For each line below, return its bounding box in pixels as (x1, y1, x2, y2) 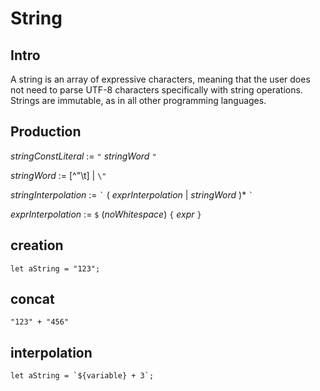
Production (10, 123, 82, 141)
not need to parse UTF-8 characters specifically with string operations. (10, 84, 303, 96)
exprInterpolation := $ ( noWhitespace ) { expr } (10, 208, 202, 220)
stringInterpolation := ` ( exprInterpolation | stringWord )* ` (10, 188, 254, 201)
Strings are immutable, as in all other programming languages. (10, 95, 267, 106)
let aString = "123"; (10, 263, 101, 274)
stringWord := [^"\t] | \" (10, 169, 107, 181)
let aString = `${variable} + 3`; (10, 371, 155, 381)
